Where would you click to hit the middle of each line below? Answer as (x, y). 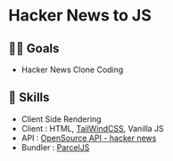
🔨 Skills (29, 97)
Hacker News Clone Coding (72, 69)
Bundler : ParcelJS (55, 147)
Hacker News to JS (80, 16)
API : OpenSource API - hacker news (89, 138)
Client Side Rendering (61, 119)
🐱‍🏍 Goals (34, 48)
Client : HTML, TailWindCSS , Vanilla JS (92, 128)
